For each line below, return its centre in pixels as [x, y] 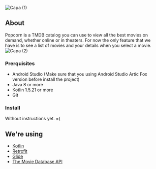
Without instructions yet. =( [33, 119]
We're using [24, 134]
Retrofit [20, 151]
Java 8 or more [28, 85]
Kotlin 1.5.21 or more [32, 90]
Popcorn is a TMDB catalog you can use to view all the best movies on [77, 35]
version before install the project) [46, 79]
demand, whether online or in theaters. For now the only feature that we [78, 40]
